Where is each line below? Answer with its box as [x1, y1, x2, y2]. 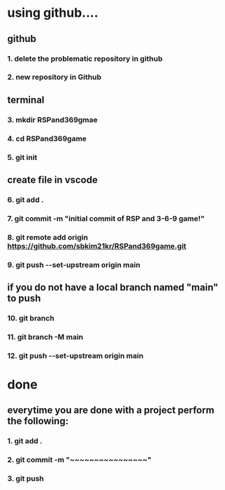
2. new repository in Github [7, 72, 101, 82]
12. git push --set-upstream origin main [7, 351, 144, 361]
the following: [7, 415, 68, 427]
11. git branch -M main [7, 332, 84, 342]
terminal [7, 94, 45, 106]
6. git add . [7, 194, 44, 204]
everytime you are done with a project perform [7, 404, 215, 417]
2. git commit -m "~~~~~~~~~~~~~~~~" [7, 455, 152, 465]
